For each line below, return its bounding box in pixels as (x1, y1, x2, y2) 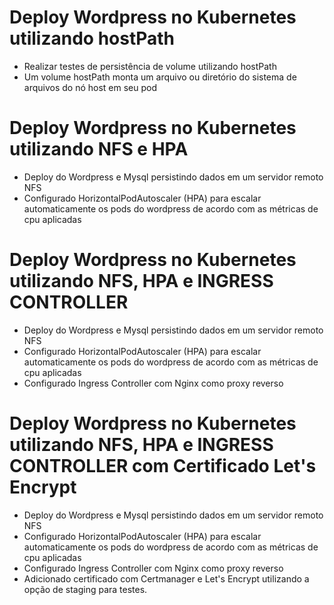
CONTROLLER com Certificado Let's (9, 455, 317, 477)
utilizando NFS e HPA (9, 138, 189, 161)
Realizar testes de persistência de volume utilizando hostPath (23, 60, 277, 72)
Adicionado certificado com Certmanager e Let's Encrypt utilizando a (23, 572, 310, 585)
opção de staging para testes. (23, 583, 148, 595)
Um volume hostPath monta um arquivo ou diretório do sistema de (23, 71, 297, 83)
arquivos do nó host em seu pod (23, 81, 158, 93)
